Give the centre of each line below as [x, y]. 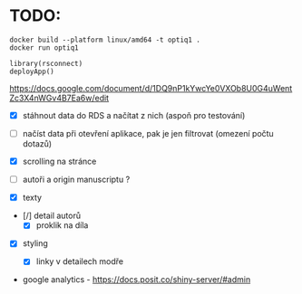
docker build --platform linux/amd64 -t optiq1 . [105, 40]
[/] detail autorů [52, 216]
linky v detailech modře [80, 261]
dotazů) [37, 144]
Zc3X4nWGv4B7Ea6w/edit [59, 98]
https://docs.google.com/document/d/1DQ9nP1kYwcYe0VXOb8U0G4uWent [151, 88]
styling [35, 243]
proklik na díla [62, 225]
